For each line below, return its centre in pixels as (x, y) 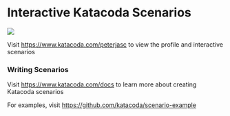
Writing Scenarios (38, 69)
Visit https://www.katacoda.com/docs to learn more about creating (102, 84)
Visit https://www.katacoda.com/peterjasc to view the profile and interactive (115, 44)
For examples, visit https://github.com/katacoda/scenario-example (102, 105)
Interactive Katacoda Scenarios (99, 13)
